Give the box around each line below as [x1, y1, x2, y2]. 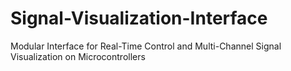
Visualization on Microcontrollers [10, 50, 146, 62]
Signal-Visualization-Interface [10, 7, 268, 30]
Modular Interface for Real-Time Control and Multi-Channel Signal [10, 40, 282, 52]
